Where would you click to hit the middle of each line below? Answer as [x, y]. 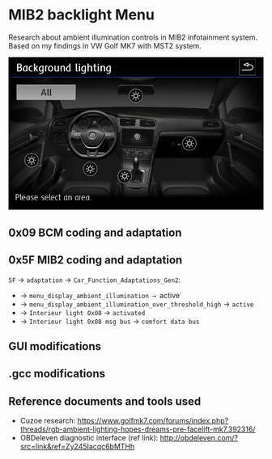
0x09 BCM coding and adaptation [95, 232]
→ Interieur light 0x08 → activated [83, 312]
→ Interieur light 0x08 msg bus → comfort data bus [110, 321]
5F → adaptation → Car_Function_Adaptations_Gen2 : [95, 280]
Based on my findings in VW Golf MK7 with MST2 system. [105, 45]
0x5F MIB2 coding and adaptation [96, 260]
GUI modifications [55, 346]
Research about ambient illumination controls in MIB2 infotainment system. [133, 37]
